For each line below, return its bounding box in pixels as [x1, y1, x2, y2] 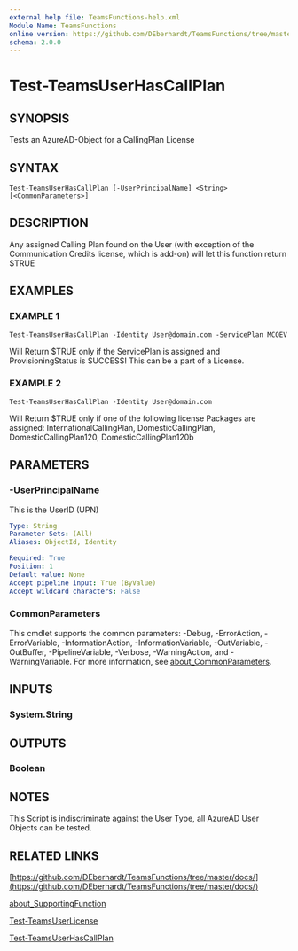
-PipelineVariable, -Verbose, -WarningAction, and [48, 646, 229, 657]
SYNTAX [9, 160, 59, 175]
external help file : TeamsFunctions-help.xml [9, 12, 180, 22]
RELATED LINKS [9, 848, 99, 863]
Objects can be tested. [9, 822, 92, 833]
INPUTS [9, 682, 53, 697]
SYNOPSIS [9, 111, 70, 126]
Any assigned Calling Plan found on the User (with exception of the [9, 238, 255, 249]
